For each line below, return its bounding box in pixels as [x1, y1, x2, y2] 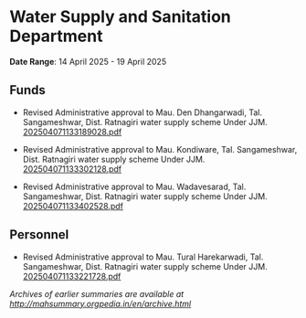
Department [9, 26, 103, 47]
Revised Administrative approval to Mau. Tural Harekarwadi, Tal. [22, 251, 264, 262]
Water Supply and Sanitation [9, 6, 231, 27]
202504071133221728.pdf [22, 270, 121, 281]
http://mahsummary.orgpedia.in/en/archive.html [9, 298, 192, 309]
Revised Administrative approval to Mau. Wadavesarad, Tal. [22, 181, 247, 192]
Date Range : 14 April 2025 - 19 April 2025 [9, 56, 167, 67]
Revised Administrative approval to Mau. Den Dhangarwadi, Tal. [22, 107, 263, 118]
